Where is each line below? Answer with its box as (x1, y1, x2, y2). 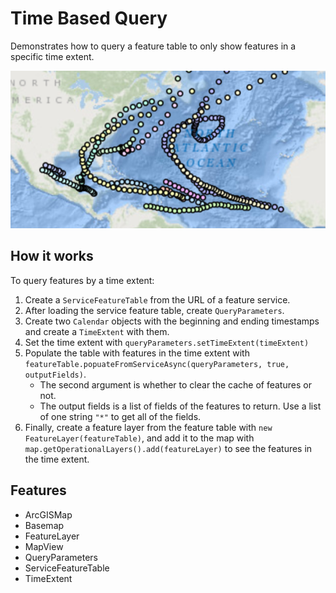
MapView (24, 540, 64, 552)
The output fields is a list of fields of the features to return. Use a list (39, 400, 322, 412)
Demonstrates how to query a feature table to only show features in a (10, 40, 297, 52)
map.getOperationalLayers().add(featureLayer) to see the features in (24, 442, 313, 454)
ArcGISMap (24, 508, 73, 521)
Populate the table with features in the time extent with (24, 347, 250, 359)
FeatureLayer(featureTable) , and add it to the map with (24, 432, 255, 444)
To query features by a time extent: (10, 274, 155, 286)
